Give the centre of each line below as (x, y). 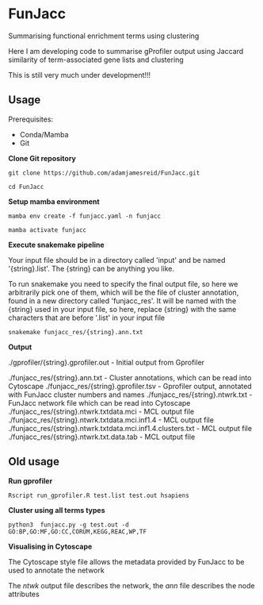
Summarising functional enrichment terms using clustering (104, 36)
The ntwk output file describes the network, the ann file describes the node (131, 585)
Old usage (34, 462)
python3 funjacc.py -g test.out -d (69, 525)
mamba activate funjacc (48, 230)
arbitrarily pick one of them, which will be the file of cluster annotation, (124, 292)
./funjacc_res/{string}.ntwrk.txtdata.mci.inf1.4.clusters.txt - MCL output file (130, 428)
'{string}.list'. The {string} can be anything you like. (91, 268)
